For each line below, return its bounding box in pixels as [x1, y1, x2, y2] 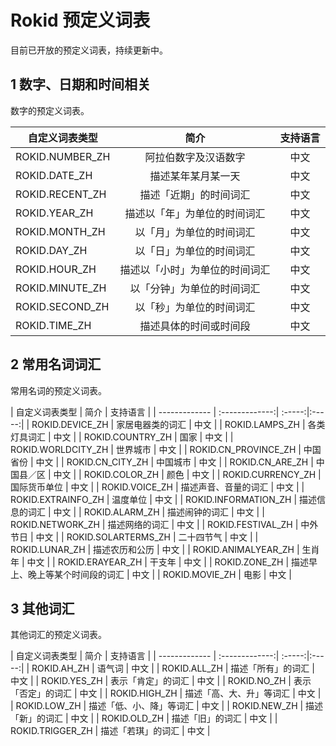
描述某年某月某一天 [149, 169, 241, 183]
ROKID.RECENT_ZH [15, 187, 107, 201]
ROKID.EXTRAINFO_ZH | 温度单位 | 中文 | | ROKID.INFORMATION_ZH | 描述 [10, 493, 317, 505]
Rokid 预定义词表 [10, 9, 151, 32]
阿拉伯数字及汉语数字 [144, 150, 246, 164]
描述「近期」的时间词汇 [139, 187, 251, 201]
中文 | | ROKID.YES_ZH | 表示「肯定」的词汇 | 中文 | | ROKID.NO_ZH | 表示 [10, 675, 312, 687]
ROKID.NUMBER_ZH [15, 149, 111, 163]
